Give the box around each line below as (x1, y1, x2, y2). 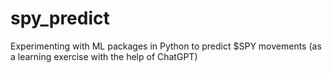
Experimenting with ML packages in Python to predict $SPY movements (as (10, 40, 322, 52)
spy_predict (10, 7, 110, 30)
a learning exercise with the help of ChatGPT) (10, 50, 198, 62)
